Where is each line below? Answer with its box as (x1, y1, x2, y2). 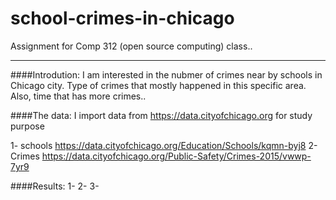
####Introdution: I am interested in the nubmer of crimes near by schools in (10, 68, 323, 81)
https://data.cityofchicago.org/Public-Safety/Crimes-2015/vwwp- (41, 150, 312, 162)
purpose (10, 120, 45, 132)
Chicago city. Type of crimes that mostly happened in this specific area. (10, 79, 307, 91)
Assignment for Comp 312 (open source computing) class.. (10, 40, 253, 52)
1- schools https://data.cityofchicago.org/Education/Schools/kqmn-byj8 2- (10, 139, 318, 151)
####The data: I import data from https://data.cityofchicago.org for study (10, 109, 313, 121)
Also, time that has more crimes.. (10, 90, 147, 102)
